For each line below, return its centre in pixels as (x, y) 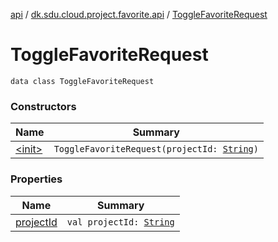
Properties (36, 179)
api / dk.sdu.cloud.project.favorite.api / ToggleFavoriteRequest (139, 14)
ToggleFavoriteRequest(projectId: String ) (156, 149)
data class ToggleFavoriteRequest (82, 81)
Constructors (43, 106)
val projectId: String (120, 222)
